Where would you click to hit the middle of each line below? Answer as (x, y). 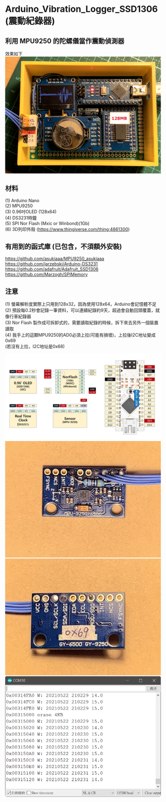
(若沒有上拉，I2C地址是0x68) (35, 346)
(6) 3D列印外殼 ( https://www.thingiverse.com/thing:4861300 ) (67, 229)
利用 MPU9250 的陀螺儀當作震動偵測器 (65, 41)
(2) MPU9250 (19, 206)
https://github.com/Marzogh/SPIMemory (46, 274)
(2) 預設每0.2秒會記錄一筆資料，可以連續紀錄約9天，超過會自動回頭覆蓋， (80, 310)
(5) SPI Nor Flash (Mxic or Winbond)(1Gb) (47, 223)
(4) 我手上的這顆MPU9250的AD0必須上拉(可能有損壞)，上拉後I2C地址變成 (80, 335)
